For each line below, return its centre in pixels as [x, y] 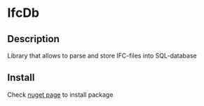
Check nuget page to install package [60, 94]
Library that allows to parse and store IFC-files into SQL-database [102, 55]
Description [33, 39]
